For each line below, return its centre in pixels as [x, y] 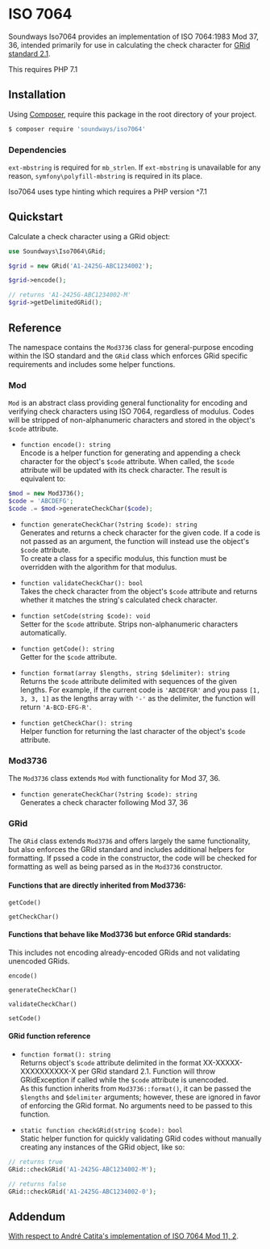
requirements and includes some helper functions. [92, 364]
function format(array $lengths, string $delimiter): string [125, 673]
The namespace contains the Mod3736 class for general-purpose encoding [131, 347]
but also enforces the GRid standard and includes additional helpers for [127, 850]
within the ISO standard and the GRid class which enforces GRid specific [128, 356]
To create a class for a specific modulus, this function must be [123, 558]
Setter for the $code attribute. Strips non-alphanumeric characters [129, 624]
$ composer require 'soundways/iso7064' [77, 129]
